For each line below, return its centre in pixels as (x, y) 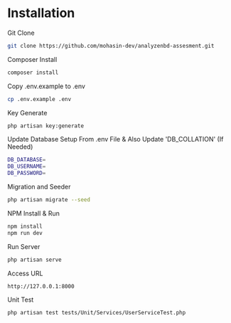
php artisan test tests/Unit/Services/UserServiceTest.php (97, 313)
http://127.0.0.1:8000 (41, 286)
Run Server (24, 246)
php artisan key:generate (45, 126)
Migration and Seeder (39, 187)
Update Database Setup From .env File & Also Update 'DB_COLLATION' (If (116, 139)
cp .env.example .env (39, 99)
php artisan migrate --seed (49, 200)
